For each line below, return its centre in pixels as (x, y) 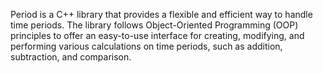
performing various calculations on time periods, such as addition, (146, 46)
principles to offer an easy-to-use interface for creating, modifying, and (157, 35)
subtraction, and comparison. (71, 57)
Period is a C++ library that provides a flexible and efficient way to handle (161, 14)
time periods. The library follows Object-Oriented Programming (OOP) (154, 25)
